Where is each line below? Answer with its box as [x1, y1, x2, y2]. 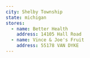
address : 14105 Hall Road [16, 31, 82, 37]
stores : [5, 20, 25, 26]
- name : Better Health [11, 25, 68, 32]
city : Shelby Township [5, 8, 63, 15]
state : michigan [5, 14, 47, 21]
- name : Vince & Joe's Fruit [11, 37, 85, 43]
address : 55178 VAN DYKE [16, 43, 79, 49]
